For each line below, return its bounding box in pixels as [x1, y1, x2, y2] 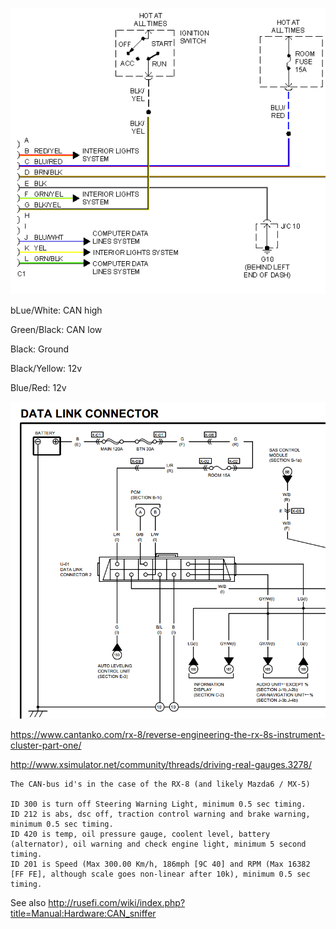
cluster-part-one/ [10, 739, 82, 751]
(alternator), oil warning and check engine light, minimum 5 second [10, 839, 307, 849]
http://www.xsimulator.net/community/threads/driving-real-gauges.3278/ [10, 758, 313, 770]
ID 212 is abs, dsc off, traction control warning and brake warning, [10, 809, 311, 819]
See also [10, 896, 47, 908]
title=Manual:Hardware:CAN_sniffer [10, 907, 157, 919]
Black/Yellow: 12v [10, 363, 83, 375]
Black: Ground [10, 343, 70, 355]
